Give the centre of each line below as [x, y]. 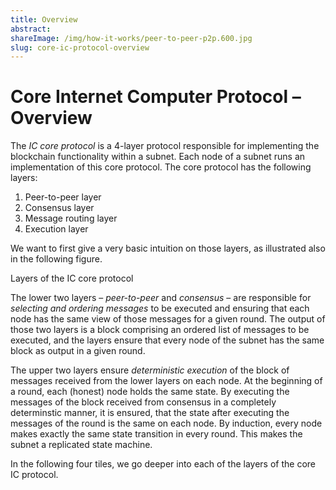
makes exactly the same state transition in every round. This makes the [156, 434]
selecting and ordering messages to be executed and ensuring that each [160, 308]
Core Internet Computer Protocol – [156, 97]
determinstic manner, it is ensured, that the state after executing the [150, 413]
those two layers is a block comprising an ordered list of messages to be [160, 330]
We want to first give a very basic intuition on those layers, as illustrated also [168, 248]
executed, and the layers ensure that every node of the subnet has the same [167, 340]
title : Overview [44, 19]
